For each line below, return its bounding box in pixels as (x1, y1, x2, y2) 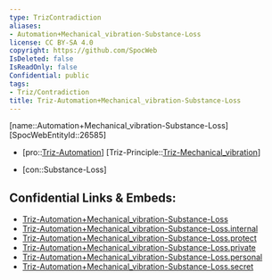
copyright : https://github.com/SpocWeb (9, 46, 158, 55)
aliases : (9, 21, 42, 30)
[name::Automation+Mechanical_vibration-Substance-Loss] (9, 120, 229, 131)
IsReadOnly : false (9, 63, 78, 72)
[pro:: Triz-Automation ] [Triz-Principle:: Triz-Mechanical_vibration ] (21, 147, 261, 158)
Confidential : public (9, 71, 90, 80)
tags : (9, 79, 29, 88)
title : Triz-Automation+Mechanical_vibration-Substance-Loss (9, 95, 242, 105)
